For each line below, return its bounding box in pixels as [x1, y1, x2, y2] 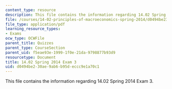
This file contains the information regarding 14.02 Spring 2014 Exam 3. [5, 78, 154, 84]
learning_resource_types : [5, 26, 60, 32]
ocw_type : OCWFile [5, 36, 45, 41]
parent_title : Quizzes [5, 41, 54, 46]
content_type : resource [5, 7, 56, 13]
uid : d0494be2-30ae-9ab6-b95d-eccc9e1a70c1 [5, 64, 100, 69]
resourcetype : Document [5, 54, 56, 60]
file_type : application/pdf [5, 21, 66, 27]
